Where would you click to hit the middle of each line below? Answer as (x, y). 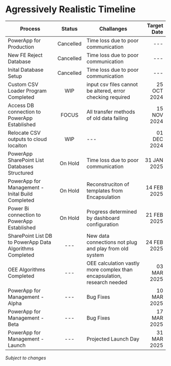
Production (21, 47)
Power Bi (19, 208)
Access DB (21, 105)
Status (69, 29)
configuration (102, 224)
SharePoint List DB (30, 236)
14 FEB (154, 187)
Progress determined (112, 211)
